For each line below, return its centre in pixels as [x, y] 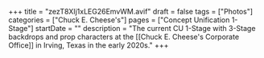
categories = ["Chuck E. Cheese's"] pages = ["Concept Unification [119, 20]
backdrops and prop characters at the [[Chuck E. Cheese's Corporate [124, 37]
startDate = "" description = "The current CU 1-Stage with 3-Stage [145, 28]
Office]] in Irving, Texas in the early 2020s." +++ [89, 45]
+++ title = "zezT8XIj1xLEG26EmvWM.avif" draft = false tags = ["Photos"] [131, 12]
